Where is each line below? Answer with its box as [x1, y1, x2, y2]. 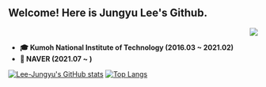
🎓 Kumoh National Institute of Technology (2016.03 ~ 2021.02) [19, 43, 234, 52]
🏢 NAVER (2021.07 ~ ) [19, 54, 93, 63]
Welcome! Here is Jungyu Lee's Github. [8, 6, 208, 20]
